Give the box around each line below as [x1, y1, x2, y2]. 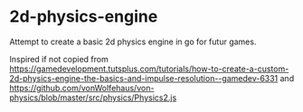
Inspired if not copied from [9, 53, 109, 64]
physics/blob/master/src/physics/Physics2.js [9, 92, 177, 103]
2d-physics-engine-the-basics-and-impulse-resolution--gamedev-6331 [9, 72, 279, 83]
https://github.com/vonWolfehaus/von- [9, 82, 155, 93]
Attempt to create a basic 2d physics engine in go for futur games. [9, 36, 257, 47]
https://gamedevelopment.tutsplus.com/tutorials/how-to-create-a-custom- [9, 63, 289, 74]
